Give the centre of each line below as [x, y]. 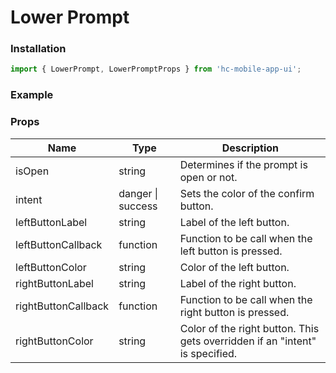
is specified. [208, 353]
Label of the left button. [234, 222]
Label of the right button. [238, 283]
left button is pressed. [231, 251]
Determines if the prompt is [243, 164]
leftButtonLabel [51, 222]
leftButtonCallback [59, 244]
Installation [38, 49]
